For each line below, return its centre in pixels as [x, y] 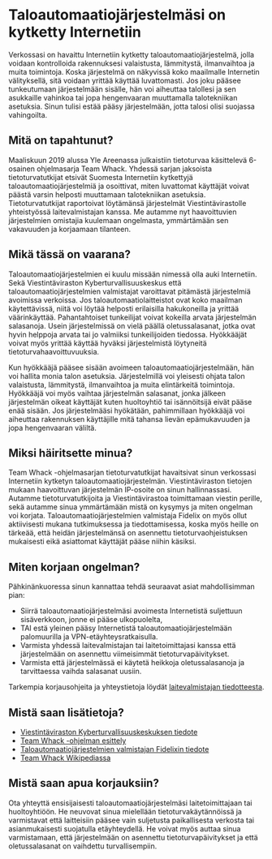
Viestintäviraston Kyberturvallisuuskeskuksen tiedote [109, 732]
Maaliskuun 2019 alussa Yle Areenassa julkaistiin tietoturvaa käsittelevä [128, 160]
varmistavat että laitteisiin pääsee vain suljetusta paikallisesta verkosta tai [131, 820]
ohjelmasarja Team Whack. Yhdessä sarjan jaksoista [124, 169]
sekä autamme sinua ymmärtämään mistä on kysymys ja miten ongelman [131, 507]
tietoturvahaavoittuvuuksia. [54, 351]
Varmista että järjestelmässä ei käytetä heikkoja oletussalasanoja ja [132, 663]
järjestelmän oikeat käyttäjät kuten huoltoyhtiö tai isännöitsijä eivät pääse [130, 402]
